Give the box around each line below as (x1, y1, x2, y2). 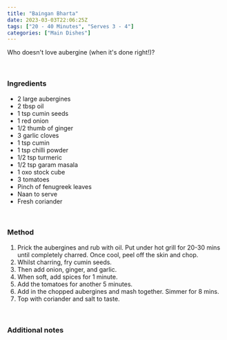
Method (7, 228, 34, 237)
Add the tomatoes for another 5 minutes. (17, 280, 133, 288)
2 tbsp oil (17, 101, 44, 110)
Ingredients (7, 79, 47, 88)
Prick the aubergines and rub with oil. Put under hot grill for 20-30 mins (17, 243, 221, 252)
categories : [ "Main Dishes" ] (7, 29, 91, 37)
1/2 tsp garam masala (17, 160, 78, 169)
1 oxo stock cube (17, 168, 66, 176)
